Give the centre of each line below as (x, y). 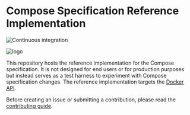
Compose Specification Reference (93, 11)
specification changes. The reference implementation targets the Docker (95, 82)
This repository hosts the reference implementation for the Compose (90, 63)
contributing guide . (29, 106)
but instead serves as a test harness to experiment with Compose (86, 75)
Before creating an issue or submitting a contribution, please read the (91, 100)
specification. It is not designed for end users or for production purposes (95, 69)
